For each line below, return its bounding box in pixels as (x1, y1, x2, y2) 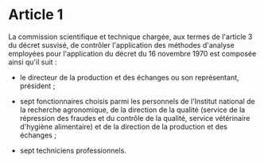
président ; (19, 81, 56, 91)
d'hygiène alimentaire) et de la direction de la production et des (19, 122, 228, 131)
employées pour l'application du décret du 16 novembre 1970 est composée (8, 49, 257, 58)
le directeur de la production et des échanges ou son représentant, (19, 72, 240, 82)
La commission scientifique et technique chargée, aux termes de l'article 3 (8, 32, 253, 41)
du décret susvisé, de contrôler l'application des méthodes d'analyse (8, 40, 235, 49)
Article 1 (8, 6, 64, 24)
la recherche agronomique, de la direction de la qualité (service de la (19, 105, 246, 114)
